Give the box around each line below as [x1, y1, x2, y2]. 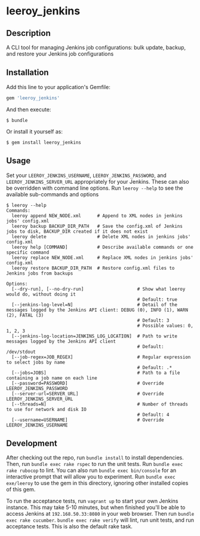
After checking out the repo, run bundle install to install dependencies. [6, 454, 184, 461]
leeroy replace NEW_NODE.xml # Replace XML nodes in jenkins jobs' [11, 254, 194, 261]
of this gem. [6, 486, 36, 493]
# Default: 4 [137, 412, 170, 418]
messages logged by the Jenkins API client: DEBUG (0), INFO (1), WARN [6, 307, 188, 313]
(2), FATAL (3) [6, 312, 44, 318]
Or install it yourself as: [6, 127, 63, 135]
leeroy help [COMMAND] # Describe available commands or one [11, 244, 194, 250]
